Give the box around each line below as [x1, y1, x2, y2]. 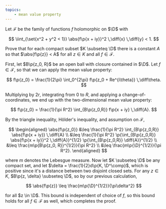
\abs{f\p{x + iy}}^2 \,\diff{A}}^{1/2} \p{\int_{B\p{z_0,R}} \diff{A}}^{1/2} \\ [10, 137, 158, 143]
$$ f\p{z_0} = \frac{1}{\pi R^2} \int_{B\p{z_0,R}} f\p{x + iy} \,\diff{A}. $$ [10, 106, 157, 112]
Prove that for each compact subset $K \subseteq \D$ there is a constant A [5, 45, 160, 51]
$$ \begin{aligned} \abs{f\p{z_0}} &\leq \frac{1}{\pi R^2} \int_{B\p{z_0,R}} [8, 126, 160, 132]
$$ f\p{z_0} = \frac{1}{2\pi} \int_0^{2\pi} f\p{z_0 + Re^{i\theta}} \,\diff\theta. [6, 77, 161, 83]
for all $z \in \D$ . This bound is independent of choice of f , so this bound [5, 192, 155, 198]
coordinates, [5, 97, 31, 103]
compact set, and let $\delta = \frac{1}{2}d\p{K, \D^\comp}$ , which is [5, 162, 149, 168]
